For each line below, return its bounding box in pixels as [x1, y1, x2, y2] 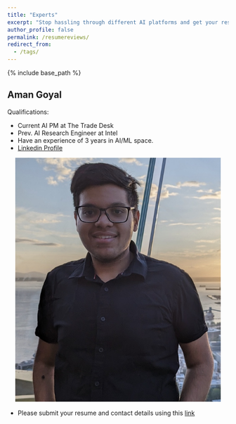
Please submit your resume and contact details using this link [17, 409, 195, 417]
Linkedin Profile [17, 143, 63, 152]
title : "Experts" [7, 11, 58, 18]
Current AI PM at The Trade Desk [17, 121, 114, 129]
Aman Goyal [7, 89, 62, 101]
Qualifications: [7, 108, 49, 116]
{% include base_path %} [7, 69, 81, 77]
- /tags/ [13, 49, 39, 56]
